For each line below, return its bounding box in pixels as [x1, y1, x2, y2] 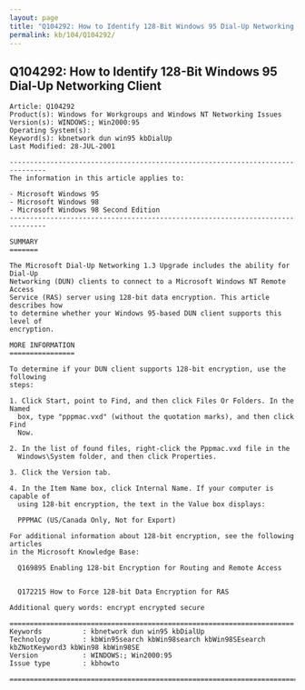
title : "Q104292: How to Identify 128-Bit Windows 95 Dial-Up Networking [9, 22, 295, 31]
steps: [9, 381, 34, 390]
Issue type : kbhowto [9, 659, 120, 668]
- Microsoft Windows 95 [9, 190, 100, 199]
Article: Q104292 [9, 102, 75, 112]
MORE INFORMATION [9, 341, 75, 350]
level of [9, 317, 43, 326]
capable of [9, 492, 51, 501]
